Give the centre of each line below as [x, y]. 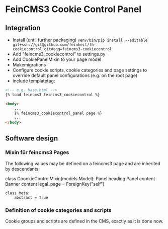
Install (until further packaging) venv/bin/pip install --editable [80, 40]
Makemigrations [29, 65]
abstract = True [31, 197]
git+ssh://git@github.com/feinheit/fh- [54, 45]
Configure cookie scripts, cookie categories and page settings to [80, 70]
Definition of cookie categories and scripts [58, 210]
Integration [23, 28]
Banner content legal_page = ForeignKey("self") [55, 184]
